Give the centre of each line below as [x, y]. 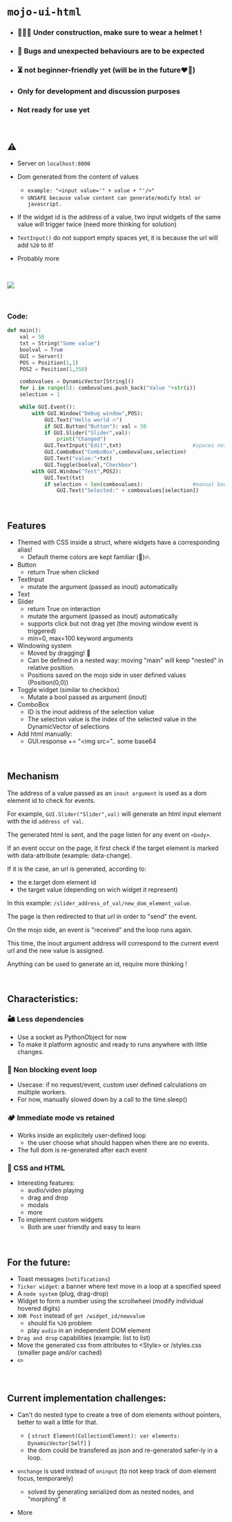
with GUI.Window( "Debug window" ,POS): [88, 413]
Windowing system [45, 646]
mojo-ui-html [44, 12]
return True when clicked [63, 572]
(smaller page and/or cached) [59, 1352]
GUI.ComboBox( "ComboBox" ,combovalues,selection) [115, 452]
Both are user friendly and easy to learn [84, 1227]
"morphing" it [47, 1499]
